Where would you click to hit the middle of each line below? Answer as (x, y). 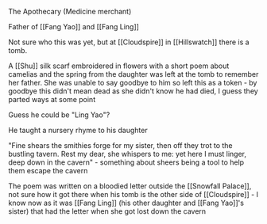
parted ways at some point (52, 99)
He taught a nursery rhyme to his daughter (78, 130)
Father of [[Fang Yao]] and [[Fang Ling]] (74, 27)
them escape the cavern (48, 171)
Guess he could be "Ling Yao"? (59, 115)
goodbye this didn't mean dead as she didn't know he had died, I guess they (133, 91)
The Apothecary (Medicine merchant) (70, 11)
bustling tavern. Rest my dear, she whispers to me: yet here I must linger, (128, 154)
